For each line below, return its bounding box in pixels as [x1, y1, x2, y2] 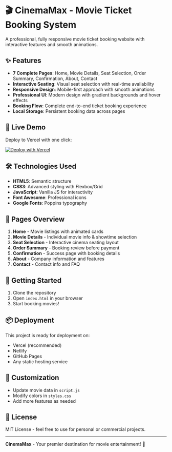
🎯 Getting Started [5, 276, 62, 285]
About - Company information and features [12, 256, 105, 262]
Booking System [5, 19, 77, 31]
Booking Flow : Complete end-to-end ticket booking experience [12, 103, 147, 109]
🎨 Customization [5, 374, 59, 382]
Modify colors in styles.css [12, 392, 72, 399]
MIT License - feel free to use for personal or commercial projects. [5, 426, 146, 433]
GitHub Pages [12, 353, 42, 359]
